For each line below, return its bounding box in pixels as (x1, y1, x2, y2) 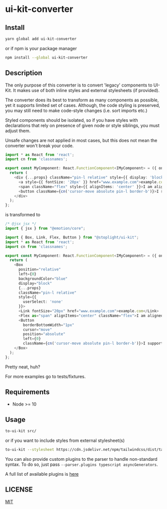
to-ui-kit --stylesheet (5, 447, 55, 452)
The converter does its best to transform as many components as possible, (5, 97, 159, 103)
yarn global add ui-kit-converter (5, 36, 77, 41)
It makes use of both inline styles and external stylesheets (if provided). (13, 87, 160, 93)
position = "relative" (18, 267, 61, 272)
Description (5, 69, 42, 78)
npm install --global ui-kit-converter (5, 55, 88, 60)
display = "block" (18, 281, 52, 286)
